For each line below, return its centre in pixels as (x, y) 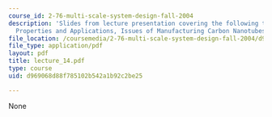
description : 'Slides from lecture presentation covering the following (134, 23)
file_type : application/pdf (56, 46)
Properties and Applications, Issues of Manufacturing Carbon (123, 31)
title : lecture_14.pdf (47, 61)
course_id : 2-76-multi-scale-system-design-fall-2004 (101, 16)
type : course (30, 69)
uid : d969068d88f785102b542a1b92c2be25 (76, 76)
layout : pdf (28, 53)
